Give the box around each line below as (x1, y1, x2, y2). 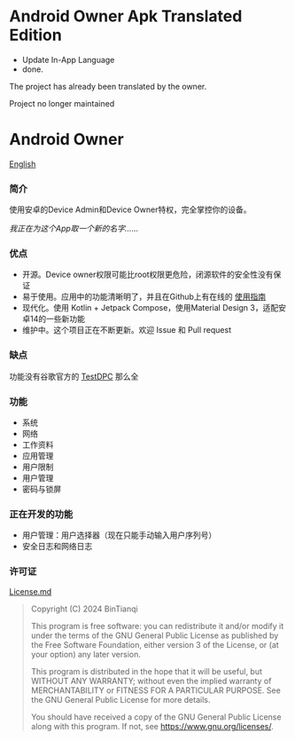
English (9, 158, 36, 169)
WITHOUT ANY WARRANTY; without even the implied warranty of (30, 675, 272, 686)
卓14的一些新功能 (21, 313, 86, 325)
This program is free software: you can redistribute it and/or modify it (30, 620, 284, 631)
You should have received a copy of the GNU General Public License (30, 712, 282, 722)
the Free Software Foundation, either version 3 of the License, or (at (30, 639, 279, 649)
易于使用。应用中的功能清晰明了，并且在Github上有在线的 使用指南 (21, 291, 267, 303)
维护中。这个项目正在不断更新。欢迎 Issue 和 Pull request (21, 325, 232, 335)
